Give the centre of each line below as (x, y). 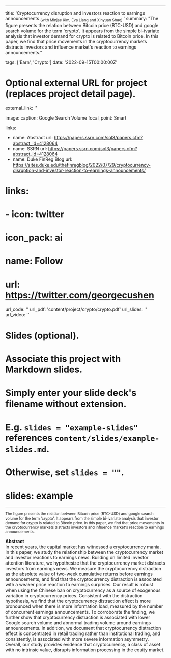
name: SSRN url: (30, 148)
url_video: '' (17, 315)
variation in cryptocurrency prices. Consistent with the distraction (74, 596)
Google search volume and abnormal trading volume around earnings (78, 623)
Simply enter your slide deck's (71, 393)
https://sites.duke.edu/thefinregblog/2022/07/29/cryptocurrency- (82, 165)
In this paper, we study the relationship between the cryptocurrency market (84, 552)
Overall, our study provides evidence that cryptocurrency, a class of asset (83, 645)
